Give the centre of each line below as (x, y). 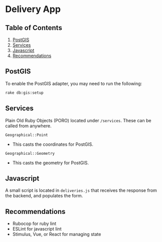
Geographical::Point (27, 135)
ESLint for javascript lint (37, 229)
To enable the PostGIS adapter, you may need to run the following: (74, 83)
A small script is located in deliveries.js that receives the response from (81, 190)
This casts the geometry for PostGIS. (51, 163)
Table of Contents (34, 28)
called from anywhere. (28, 126)
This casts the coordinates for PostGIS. (53, 144)
